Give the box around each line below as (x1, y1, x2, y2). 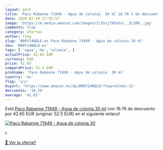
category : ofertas (5, 30, 42, 34)
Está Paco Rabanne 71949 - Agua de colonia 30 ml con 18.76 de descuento (5, 106, 155, 112)
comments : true (5, 25, 36, 30)
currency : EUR (5, 57, 34, 61)
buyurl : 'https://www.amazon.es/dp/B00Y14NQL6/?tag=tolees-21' (5, 83, 136, 89)
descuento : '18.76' (5, 88, 45, 93)
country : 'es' (5, 75, 34, 79)
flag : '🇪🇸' (5, 79, 29, 84)
